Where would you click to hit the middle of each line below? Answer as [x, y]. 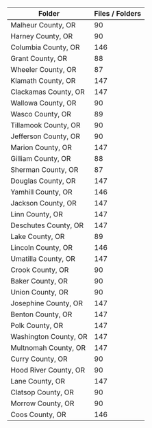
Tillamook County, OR [46, 125]
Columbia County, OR [45, 47]
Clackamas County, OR [48, 92]
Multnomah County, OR [48, 348]
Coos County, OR [38, 415]
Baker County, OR [39, 281]
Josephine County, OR [47, 303]
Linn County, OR [37, 214]
